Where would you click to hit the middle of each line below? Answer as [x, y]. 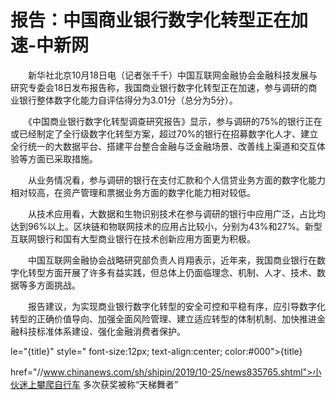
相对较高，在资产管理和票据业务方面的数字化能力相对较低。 [133, 192]
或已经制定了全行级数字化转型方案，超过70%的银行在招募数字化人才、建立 [164, 133]
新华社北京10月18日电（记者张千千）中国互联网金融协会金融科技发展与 [172, 75]
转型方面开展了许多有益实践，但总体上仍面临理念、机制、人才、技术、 [172, 272]
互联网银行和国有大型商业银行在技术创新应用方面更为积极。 [133, 238]
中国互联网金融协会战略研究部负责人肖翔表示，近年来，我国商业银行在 [172, 260]
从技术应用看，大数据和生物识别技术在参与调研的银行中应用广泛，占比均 [176, 213]
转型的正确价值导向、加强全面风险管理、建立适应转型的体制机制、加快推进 [163, 318]
